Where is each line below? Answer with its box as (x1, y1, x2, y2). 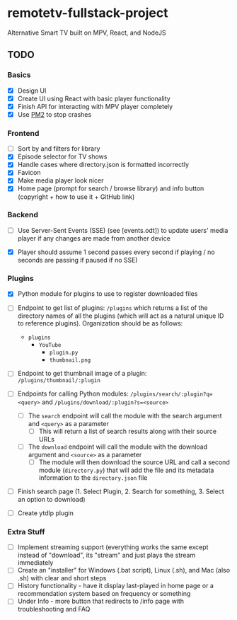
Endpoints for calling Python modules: (17, 389, 129, 398)
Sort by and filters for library (17, 144, 100, 153)
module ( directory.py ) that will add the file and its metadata (38, 466, 214, 474)
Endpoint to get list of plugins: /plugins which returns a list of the (17, 304, 209, 312)
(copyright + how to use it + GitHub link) (17, 193, 135, 201)
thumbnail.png (49, 357, 91, 364)
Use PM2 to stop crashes (17, 110, 92, 118)
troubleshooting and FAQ (17, 605, 91, 614)
